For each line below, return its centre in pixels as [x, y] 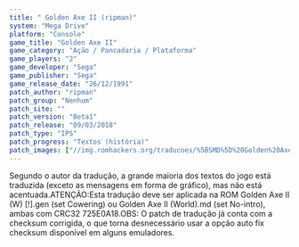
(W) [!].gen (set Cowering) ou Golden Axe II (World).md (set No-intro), [137, 204]
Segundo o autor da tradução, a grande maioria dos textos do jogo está [140, 176]
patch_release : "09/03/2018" [63, 126]
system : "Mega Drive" [49, 26]
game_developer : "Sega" [53, 68]
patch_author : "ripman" [53, 92]
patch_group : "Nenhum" [51, 100]
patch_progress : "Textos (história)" [79, 142]
